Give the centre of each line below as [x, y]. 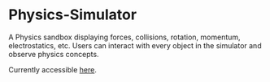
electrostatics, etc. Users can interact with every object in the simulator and [135, 45]
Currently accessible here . [53, 69]
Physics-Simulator [72, 15]
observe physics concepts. [54, 54]
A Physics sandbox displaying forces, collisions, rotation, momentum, [125, 37]
